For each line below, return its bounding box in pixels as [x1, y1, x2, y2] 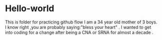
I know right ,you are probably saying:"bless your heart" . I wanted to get [5, 24, 151, 30]
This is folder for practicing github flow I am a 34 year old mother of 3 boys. [5, 19, 158, 25]
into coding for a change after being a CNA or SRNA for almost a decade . [5, 29, 154, 35]
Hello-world [5, 3, 55, 14]
